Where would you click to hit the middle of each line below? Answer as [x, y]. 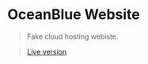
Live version [47, 51]
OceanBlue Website [74, 15]
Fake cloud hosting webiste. [72, 36]
